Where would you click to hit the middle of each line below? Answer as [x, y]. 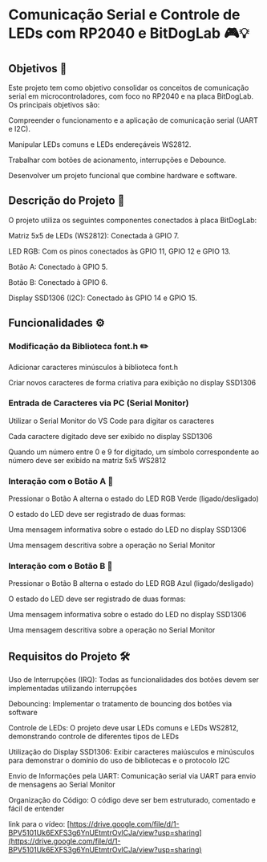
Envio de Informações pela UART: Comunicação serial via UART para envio [132, 776]
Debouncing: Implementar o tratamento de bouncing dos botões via [120, 704]
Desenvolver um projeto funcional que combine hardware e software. [123, 175]
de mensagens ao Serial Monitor [62, 785]
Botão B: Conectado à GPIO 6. [58, 282]
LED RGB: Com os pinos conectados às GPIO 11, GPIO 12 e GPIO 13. [119, 251]
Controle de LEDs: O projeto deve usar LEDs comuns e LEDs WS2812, [123, 728]
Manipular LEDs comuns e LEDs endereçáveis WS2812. [100, 144]
